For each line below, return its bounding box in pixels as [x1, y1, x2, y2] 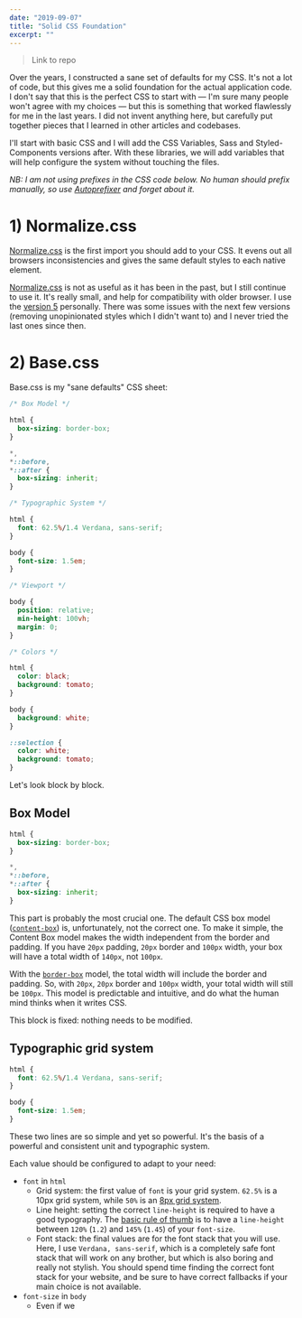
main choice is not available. [35, 1281, 142, 1292]
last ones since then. [9, 320, 87, 331]
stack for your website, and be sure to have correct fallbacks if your [35, 1271, 288, 1282]
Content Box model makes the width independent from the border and [9, 932, 270, 942]
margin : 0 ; [17, 622, 59, 632]
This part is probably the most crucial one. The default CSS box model [9, 913, 270, 924]
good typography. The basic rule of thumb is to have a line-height [35, 1213, 285, 1224]
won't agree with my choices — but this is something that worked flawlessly [9, 101, 292, 112]
